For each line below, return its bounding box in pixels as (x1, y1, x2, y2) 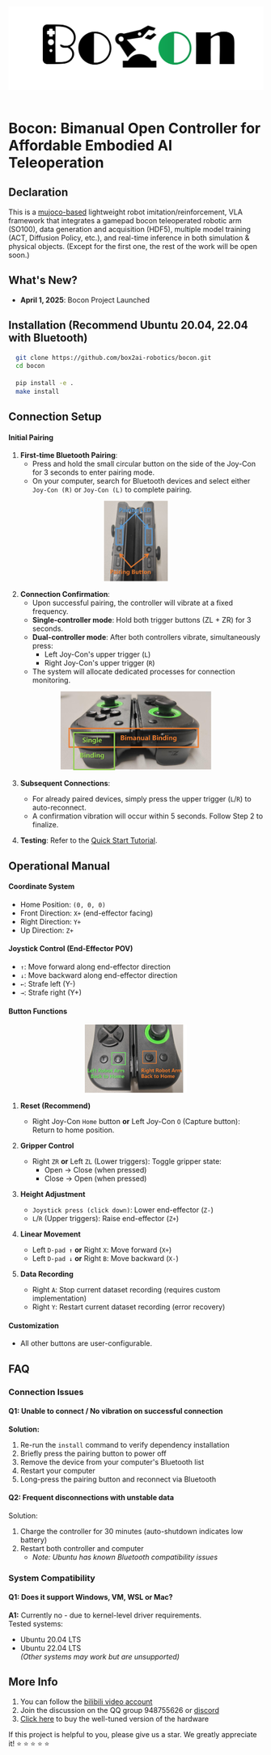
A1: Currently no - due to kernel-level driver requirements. (8, 1610, 202, 1620)
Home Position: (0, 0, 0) (19, 899, 107, 909)
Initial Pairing (8, 432, 54, 442)
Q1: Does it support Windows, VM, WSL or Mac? (8, 1592, 173, 1602)
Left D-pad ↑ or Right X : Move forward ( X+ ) (32, 1245, 172, 1255)
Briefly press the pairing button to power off (19, 1448, 167, 1458)
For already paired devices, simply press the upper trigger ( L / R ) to (32, 794, 252, 804)
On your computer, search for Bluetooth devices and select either (32, 476, 251, 486)
